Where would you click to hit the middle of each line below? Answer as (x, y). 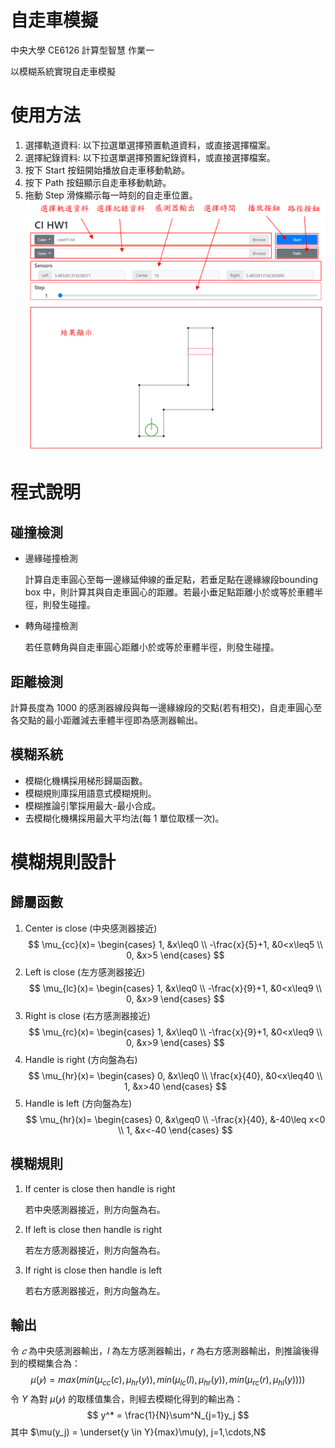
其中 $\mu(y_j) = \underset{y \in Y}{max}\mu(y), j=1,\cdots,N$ (138, 1432)
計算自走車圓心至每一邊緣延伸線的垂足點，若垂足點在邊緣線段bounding (171, 580)
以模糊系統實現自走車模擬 (63, 71)
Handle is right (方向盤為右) (81, 1059)
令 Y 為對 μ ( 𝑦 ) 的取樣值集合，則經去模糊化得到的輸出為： (127, 1399)
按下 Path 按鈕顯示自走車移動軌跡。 (98, 182)
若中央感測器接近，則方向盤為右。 (95, 1209)
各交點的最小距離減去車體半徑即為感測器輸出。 (106, 720)
